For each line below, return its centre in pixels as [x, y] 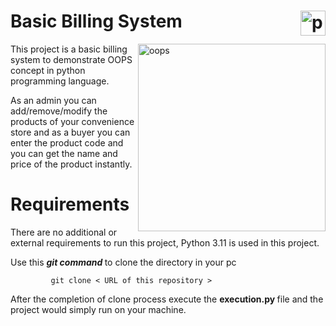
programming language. [60, 81]
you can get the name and [64, 153]
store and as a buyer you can [70, 132]
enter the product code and [67, 142]
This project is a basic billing [69, 49]
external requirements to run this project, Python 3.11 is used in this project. [165, 242]
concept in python [48, 70]
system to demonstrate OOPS [71, 59]
